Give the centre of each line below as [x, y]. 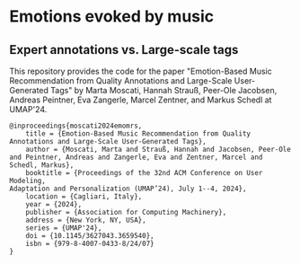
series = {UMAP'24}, [64, 228]
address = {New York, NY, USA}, [86, 220]
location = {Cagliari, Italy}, [84, 197]
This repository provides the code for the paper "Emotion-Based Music [141, 71]
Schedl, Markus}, [42, 165]
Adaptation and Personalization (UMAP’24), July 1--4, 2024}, [128, 189]
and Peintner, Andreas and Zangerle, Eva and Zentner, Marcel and [136, 157]
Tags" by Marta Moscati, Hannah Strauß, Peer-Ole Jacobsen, [164, 90]
